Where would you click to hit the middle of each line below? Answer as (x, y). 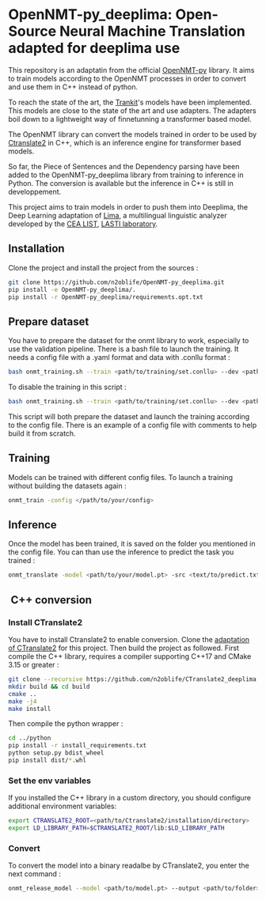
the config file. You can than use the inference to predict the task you (121, 552)
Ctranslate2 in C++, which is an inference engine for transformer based (125, 142)
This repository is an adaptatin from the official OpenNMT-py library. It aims (131, 70)
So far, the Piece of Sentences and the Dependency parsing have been (124, 166)
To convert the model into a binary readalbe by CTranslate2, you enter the (129, 866)
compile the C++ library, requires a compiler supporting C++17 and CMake (130, 656)
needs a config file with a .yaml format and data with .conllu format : (120, 357)
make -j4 (23, 701)
